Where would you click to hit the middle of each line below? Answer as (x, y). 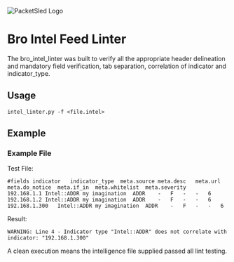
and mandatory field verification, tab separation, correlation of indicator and (117, 66)
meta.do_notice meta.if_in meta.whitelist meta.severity (97, 188)
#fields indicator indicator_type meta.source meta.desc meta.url (114, 182)
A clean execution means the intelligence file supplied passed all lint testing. (117, 251)
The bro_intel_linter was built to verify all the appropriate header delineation (116, 58)
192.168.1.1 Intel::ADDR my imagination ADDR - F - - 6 (109, 194)
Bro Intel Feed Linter (67, 39)
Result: (17, 219)
